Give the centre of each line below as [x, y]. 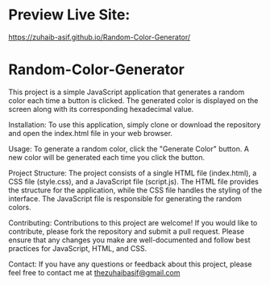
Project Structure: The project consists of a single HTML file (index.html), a [133, 173]
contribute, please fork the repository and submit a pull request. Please [127, 231]
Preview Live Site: [69, 15]
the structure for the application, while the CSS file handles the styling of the [135, 190]
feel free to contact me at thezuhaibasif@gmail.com [94, 272]
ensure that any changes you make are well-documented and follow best [129, 240]
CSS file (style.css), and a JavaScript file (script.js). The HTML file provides [134, 181]
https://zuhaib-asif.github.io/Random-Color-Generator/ [100, 37]
